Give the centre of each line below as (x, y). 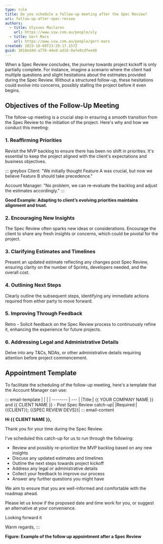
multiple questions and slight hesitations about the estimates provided (75, 75)
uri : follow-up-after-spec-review (40, 19)
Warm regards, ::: (22, 527)
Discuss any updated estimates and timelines (58, 458)
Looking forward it (23, 517)
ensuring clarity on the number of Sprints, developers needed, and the (76, 267)
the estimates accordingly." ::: (35, 190)
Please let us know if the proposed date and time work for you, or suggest (80, 503)
